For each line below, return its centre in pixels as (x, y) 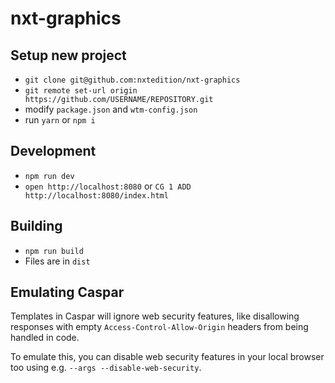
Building (36, 226)
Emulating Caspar (67, 292)
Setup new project (68, 55)
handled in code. (45, 338)
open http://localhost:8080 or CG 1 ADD (108, 186)
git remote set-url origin (81, 91)
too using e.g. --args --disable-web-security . (106, 368)
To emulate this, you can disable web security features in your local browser (167, 357)
